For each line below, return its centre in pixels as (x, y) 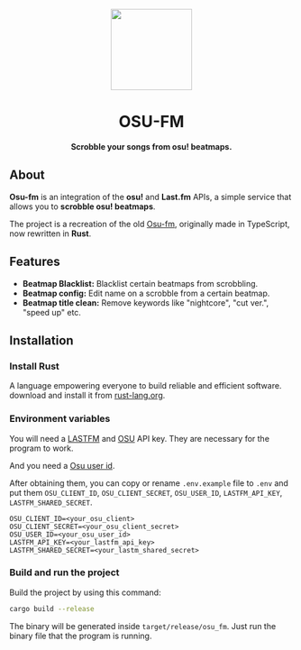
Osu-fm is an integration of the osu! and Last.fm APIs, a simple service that (150, 197)
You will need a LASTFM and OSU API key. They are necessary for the (140, 438)
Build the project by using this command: (85, 592)
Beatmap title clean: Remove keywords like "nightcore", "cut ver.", (146, 302)
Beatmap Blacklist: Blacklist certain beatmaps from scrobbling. (140, 283)
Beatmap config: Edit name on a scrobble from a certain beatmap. (146, 293)
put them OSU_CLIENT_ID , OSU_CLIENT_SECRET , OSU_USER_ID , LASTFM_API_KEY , (146, 492)
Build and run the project (64, 572)
